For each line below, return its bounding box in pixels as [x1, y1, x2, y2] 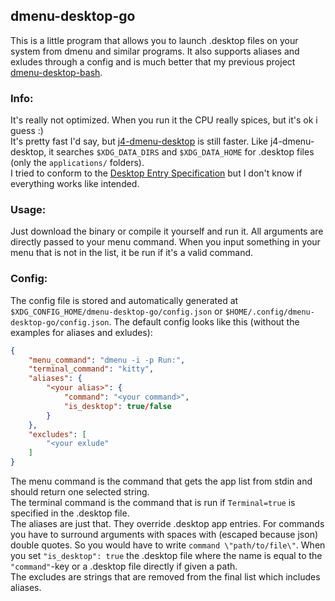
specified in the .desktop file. [10, 507, 130, 519]
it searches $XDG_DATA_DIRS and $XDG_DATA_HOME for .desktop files [48, 146, 315, 158]
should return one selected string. [10, 486, 150, 498]
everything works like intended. [10, 178, 140, 190]
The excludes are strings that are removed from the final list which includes [10, 571, 321, 583]
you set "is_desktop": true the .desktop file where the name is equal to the [10, 550, 323, 562]
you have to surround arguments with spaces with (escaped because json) [10, 529, 319, 541]
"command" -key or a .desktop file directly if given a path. [10, 560, 238, 573]
